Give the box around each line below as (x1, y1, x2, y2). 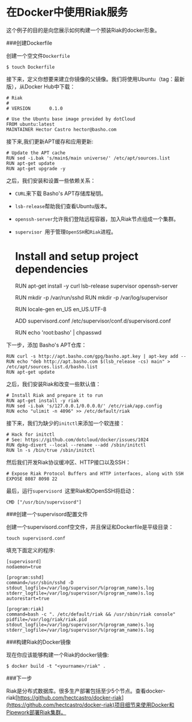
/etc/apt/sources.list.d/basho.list (6, 363, 98, 370)
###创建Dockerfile (6, 39, 53, 46)
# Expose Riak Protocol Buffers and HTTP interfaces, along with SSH (6, 471, 184, 477)
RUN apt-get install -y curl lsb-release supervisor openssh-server (14, 282, 178, 289)
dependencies (14, 262, 89, 276)
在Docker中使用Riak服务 (6, 5, 128, 19)
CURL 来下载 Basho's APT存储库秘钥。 (14, 190, 107, 197)
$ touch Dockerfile (6, 64, 55, 70)
